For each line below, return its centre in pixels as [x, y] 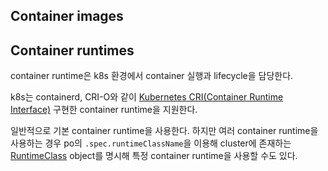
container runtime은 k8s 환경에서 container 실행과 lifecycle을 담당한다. [152, 76]
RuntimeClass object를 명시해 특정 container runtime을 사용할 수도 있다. [154, 156]
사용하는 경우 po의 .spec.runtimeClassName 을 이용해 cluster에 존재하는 [151, 143]
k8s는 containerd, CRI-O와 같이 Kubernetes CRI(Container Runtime [147, 97]
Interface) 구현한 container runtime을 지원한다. [104, 110]
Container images [67, 16]
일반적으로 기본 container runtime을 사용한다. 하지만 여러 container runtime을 [164, 131]
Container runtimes [72, 50]
